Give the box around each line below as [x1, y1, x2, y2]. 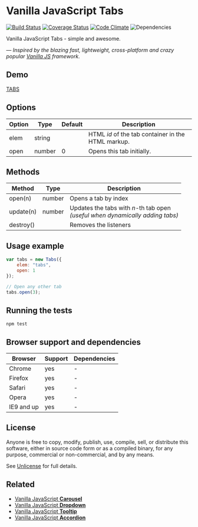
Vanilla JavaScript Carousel [14, 495, 82, 502]
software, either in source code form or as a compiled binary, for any [6, 444, 173, 452]
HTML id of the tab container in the [88, 130, 185, 138]
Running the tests [6, 305, 72, 315]
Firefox [9, 374, 28, 383]
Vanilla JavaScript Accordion [14, 514, 86, 521]
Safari [9, 384, 25, 392]
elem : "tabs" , [16, 262, 51, 268]
